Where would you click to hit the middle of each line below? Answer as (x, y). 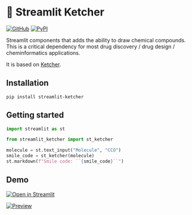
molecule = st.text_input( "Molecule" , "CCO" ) (64, 150)
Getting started (35, 115)
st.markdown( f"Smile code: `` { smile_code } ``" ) (65, 161)
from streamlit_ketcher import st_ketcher (60, 139)
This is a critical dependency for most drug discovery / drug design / (91, 46)
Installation (27, 83)
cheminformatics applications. (43, 52)
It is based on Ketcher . (34, 64)
